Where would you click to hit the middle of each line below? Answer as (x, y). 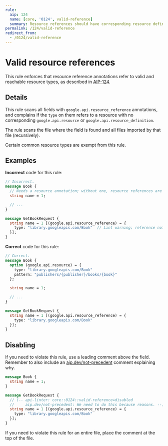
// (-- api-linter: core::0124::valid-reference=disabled (71, 400)
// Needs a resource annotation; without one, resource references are (86, 191)
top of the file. (19, 438)
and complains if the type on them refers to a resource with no (69, 115)
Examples (21, 161)
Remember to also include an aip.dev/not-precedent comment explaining (80, 362)
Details (16, 97)
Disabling (20, 345)
